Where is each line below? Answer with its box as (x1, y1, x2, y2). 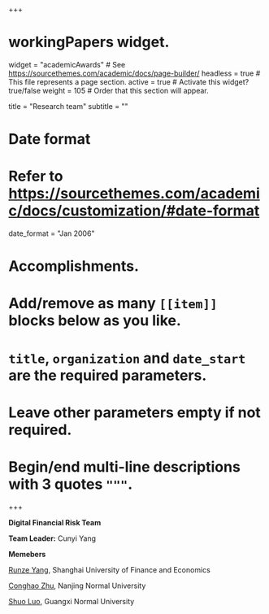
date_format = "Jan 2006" (8, 229, 95, 238)
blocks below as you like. (8, 311, 181, 330)
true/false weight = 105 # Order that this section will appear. (8, 85, 209, 95)
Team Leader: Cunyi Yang (8, 533, 96, 543)
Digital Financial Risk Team (8, 517, 102, 527)
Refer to (8, 168, 63, 185)
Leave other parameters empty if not (8, 403, 262, 421)
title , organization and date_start (8, 349, 246, 367)
